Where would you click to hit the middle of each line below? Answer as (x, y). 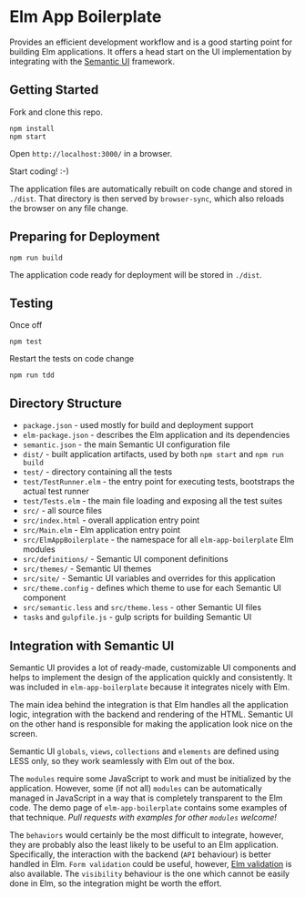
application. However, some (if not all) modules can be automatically (136, 788)
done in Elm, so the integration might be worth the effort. (116, 883)
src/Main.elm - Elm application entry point (101, 530)
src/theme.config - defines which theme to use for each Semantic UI (152, 588)
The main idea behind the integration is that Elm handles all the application (149, 704)
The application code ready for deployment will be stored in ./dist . (136, 274)
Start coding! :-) (40, 171)
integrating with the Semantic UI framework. (92, 61)
